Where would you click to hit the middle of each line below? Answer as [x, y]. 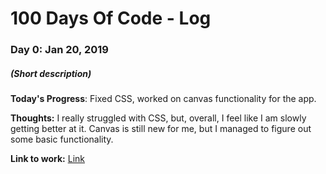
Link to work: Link [47, 159]
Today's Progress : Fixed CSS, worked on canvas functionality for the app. [163, 99]
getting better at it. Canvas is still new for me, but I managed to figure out [161, 129]
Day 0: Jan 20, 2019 [59, 50]
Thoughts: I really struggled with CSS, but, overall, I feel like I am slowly [158, 118]
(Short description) [51, 73]
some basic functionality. [62, 139]
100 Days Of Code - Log [111, 18]
